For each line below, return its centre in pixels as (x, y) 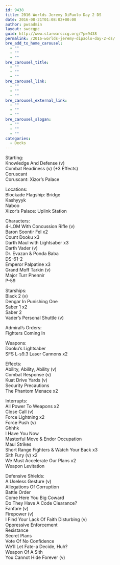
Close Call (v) (20, 412)
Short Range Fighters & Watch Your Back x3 (52, 450)
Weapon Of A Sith (24, 552)
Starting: (14, 158)
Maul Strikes (18, 444)
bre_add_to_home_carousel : (34, 43)
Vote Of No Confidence (30, 541)
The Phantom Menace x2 (32, 391)
